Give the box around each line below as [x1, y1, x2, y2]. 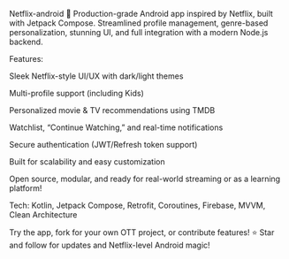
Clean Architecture [9, 209, 78, 220]
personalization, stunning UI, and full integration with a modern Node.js [9, 27, 269, 37]
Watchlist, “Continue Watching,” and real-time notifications [9, 122, 224, 133]
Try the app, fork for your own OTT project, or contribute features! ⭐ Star [9, 227, 275, 238]
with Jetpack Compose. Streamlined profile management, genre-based [9, 18, 269, 28]
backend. [9, 36, 43, 47]
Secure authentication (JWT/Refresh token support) [9, 140, 198, 149]
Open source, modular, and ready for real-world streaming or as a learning [9, 173, 281, 184]
